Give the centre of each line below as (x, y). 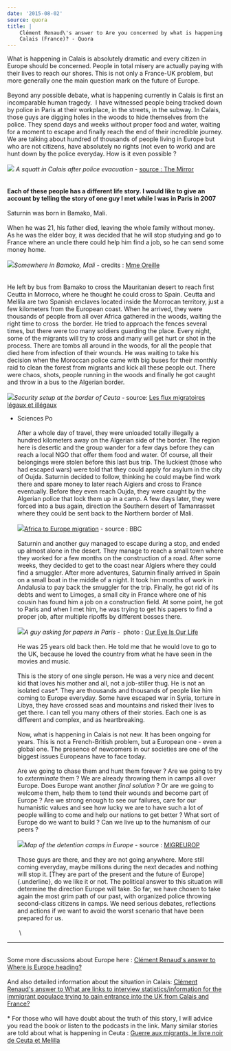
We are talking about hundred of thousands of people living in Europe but (111, 139)
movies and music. (44, 661)
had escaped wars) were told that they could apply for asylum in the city (120, 469)
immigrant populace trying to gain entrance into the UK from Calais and (108, 997)
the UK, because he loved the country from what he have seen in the (114, 654)
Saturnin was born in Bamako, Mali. (57, 213)
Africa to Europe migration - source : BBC (83, 529)
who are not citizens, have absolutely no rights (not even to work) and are (111, 147)
